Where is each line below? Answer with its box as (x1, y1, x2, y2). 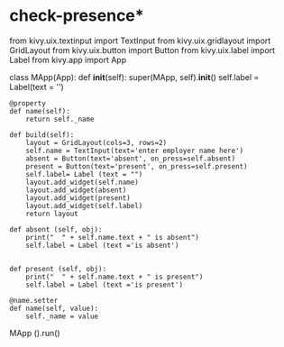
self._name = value (25, 312, 99, 321)
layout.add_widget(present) (25, 193, 131, 203)
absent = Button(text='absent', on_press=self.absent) (25, 154, 236, 163)
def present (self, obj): (9, 264, 106, 273)
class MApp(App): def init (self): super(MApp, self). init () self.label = (9, 71, 260, 82)
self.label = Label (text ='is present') (25, 280, 183, 289)
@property (9, 98, 47, 108)
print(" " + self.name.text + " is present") (25, 272, 204, 281)
